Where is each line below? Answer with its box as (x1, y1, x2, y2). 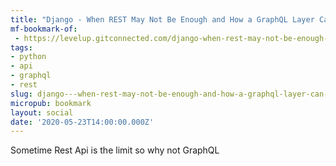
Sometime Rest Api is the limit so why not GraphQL (10, 144, 220, 156)
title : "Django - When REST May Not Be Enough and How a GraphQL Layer (10, 14, 315, 25)
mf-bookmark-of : (10, 24, 78, 34)
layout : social (10, 107, 74, 118)
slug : (10, 89, 33, 99)
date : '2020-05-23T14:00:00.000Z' (10, 117, 155, 127)
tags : (10, 42, 33, 53)
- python (10, 52, 47, 62)
